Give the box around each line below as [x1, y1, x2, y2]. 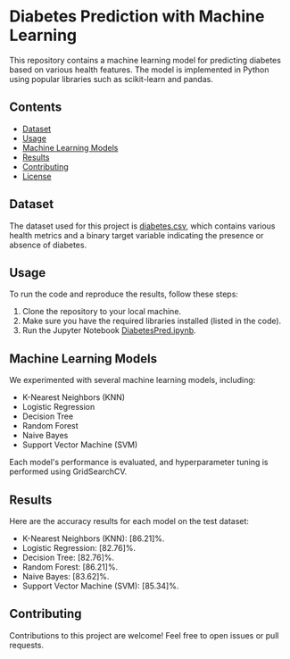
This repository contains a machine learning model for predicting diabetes [9, 54, 281, 65]
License [21, 171, 52, 181]
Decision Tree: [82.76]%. [21, 552, 114, 563]
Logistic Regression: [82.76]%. [21, 543, 137, 553]
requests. [9, 639, 45, 650]
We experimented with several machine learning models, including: [9, 375, 256, 386]
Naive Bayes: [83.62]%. [21, 571, 110, 581]
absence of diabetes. [9, 239, 87, 250]
